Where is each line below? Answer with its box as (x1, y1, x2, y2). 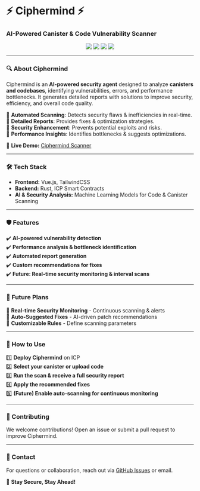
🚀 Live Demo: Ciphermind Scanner (6, 142, 92, 149)
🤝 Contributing (6, 412, 49, 421)
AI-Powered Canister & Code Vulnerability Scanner (6, 30, 157, 38)
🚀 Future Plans (6, 293, 49, 302)
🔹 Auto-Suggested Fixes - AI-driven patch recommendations (6, 313, 158, 320)
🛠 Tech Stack (6, 162, 47, 171)
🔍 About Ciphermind (6, 65, 68, 73)
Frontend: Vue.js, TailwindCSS (14, 179, 90, 186)
